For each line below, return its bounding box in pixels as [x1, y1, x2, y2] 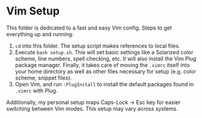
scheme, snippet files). [14, 74, 72, 81]
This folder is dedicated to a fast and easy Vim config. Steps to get [6, 24, 172, 31]
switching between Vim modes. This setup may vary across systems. [6, 105, 178, 112]
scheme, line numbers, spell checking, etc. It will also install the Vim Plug [14, 55, 197, 62]
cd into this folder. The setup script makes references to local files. [14, 42, 180, 49]
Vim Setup [6, 4, 60, 18]
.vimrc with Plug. [14, 87, 58, 94]
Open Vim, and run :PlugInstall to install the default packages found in [14, 80, 194, 88]
